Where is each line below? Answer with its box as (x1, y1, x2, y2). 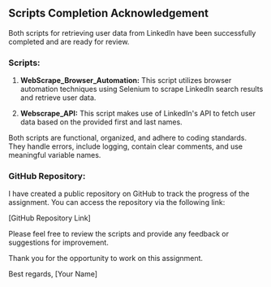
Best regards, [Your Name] (8, 269, 98, 279)
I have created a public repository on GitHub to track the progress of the (8, 189, 250, 198)
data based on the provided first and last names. (19, 117, 183, 127)
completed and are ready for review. (8, 37, 130, 46)
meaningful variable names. (8, 150, 101, 160)
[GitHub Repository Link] (8, 213, 91, 223)
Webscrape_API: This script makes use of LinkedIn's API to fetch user (19, 109, 256, 119)
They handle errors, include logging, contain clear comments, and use (8, 141, 243, 151)
